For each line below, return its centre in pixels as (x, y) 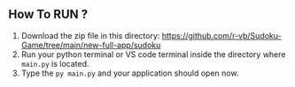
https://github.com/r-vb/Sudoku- (221, 35)
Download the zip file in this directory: (90, 35)
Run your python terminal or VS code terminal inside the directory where (153, 54)
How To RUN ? (48, 14)
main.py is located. (55, 63)
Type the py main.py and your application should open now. (130, 73)
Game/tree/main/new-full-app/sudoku (91, 45)
